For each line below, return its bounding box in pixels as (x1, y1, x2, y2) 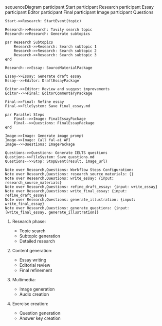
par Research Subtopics (5, 40, 54, 45)
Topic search (19, 228, 46, 234)
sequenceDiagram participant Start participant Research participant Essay (5, 4, 154, 10)
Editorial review (19, 262, 51, 268)
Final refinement (19, 267, 53, 273)
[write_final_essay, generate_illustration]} (5, 210, 99, 215)
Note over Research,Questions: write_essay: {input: (5, 176, 114, 181)
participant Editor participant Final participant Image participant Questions (5, 9, 154, 15)
